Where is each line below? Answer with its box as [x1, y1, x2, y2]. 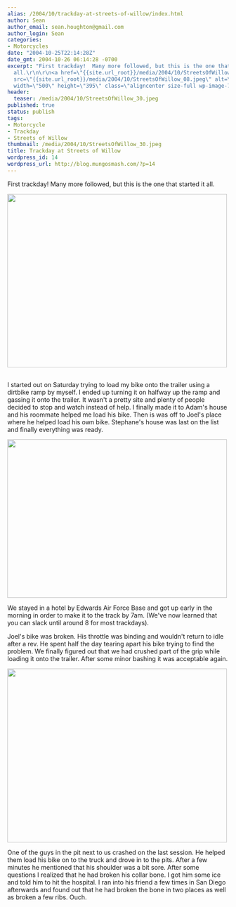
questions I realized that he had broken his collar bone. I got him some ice [7, 870, 221, 879]
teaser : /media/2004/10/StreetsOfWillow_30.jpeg [13, 96, 159, 103]
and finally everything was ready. [7, 425, 104, 433]
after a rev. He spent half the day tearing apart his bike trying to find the [7, 639, 215, 648]
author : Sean [7, 17, 46, 24]
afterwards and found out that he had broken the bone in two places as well [7, 885, 226, 894]
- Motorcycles [7, 43, 49, 50]
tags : [7, 115, 23, 122]
